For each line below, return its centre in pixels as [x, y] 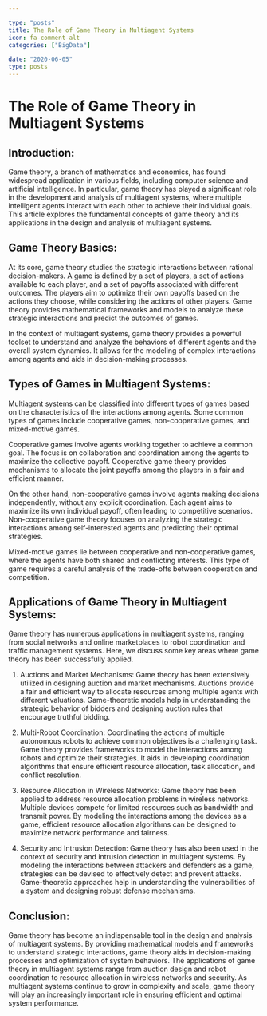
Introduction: [41, 153]
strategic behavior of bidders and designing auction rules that [121, 708]
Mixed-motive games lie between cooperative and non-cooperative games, [132, 551]
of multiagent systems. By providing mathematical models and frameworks [131, 944]
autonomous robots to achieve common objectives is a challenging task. [138, 741]
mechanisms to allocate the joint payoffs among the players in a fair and [126, 470]
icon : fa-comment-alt [44, 38]
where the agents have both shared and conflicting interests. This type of [129, 560]
